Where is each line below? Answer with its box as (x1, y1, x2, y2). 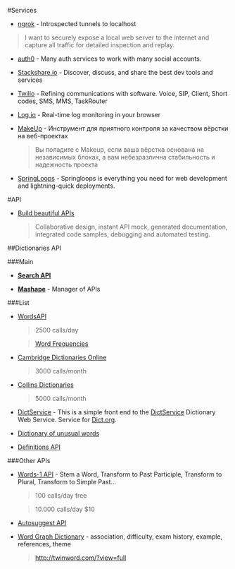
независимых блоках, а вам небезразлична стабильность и (34, 153, 215, 161)
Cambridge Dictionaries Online (17, 353, 107, 361)
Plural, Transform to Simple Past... (17, 478, 117, 486)
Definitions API (17, 443, 61, 451)
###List (7, 299, 30, 306)
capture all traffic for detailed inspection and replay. (24, 41, 174, 49)
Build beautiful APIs (17, 209, 75, 217)
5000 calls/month (34, 395, 87, 402)
